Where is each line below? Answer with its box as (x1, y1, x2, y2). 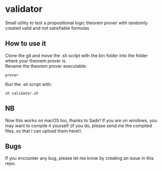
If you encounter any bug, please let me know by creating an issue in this (5, 155, 154, 161)
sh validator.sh (5, 90, 39, 96)
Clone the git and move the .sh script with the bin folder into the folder (5, 52, 148, 58)
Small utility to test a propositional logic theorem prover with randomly (5, 20, 148, 26)
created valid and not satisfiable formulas (5, 25, 90, 31)
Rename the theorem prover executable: (5, 63, 87, 69)
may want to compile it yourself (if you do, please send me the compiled (5, 123, 152, 128)
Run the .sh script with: (5, 81, 52, 87)
